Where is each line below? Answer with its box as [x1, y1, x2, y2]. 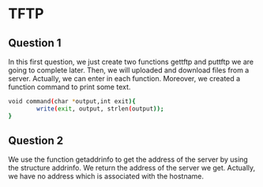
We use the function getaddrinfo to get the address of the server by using [8, 155, 249, 164]
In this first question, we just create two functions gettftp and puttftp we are [8, 57, 254, 66]
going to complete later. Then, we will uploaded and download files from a [8, 65, 250, 75]
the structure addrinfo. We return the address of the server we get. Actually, [8, 163, 256, 173]
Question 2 [8, 134, 64, 148]
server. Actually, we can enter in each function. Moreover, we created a [8, 74, 241, 83]
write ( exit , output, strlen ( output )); [36, 104, 164, 113]
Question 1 [8, 36, 62, 50]
